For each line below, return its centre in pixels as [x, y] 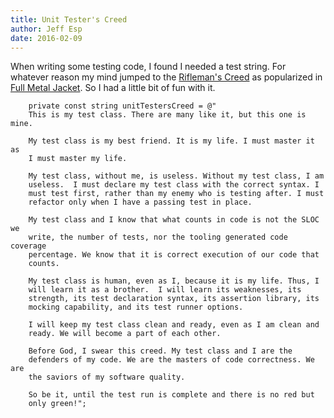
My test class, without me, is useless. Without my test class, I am [176, 176]
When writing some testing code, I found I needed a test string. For [148, 67]
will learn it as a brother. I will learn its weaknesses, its [165, 290]
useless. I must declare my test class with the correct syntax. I [174, 185]
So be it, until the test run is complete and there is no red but [171, 395]
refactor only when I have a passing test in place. [140, 202]
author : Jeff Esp [46, 29]
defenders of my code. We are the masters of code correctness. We [171, 360]
